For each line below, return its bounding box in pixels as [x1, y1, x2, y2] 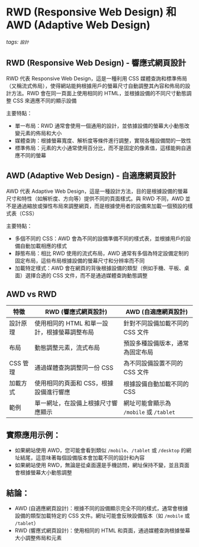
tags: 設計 [6, 38, 29, 45]
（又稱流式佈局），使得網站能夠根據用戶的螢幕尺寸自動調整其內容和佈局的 [6, 82, 185, 89]
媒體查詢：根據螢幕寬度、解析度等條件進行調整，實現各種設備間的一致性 [14, 137, 191, 144]
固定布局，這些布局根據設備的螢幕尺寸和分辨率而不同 [14, 257, 145, 264]
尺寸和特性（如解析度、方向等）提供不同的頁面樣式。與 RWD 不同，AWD [6, 195, 184, 202]
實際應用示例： [6, 430, 61, 440]
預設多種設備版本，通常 [123, 339, 190, 348]
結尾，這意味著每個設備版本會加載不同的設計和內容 [20, 454, 145, 461]
